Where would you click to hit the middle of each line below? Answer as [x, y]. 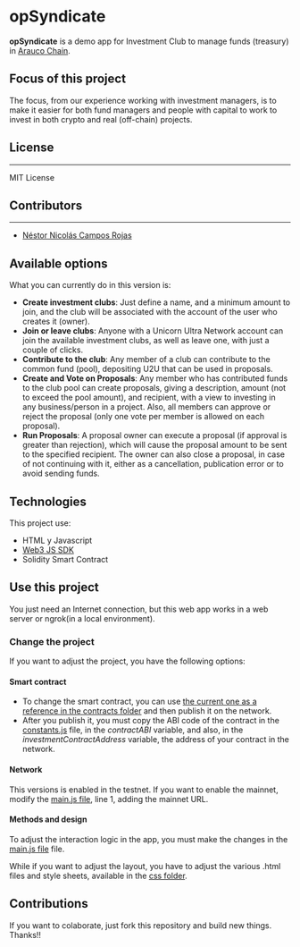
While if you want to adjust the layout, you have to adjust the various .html [145, 866]
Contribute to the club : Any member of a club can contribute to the [146, 359]
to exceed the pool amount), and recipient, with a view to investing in [149, 397]
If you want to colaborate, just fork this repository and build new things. [141, 925]
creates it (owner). [56, 321]
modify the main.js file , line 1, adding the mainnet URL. [109, 799]
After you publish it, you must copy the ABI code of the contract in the [150, 721]
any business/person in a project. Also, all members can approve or [146, 407]
